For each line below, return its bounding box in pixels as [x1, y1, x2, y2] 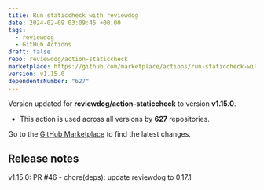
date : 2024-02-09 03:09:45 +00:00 [8, 19, 122, 27]
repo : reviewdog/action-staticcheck [8, 56, 128, 64]
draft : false [8, 48, 51, 56]
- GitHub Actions [15, 41, 72, 49]
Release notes [8, 152, 79, 165]
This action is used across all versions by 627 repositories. [19, 114, 210, 123]
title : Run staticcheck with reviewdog [8, 11, 139, 20]
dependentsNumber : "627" [8, 77, 90, 85]
